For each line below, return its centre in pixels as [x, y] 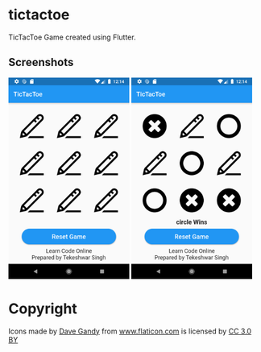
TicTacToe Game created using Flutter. [72, 37]
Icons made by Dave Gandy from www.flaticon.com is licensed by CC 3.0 [130, 331]
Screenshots [41, 62]
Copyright [43, 309]
